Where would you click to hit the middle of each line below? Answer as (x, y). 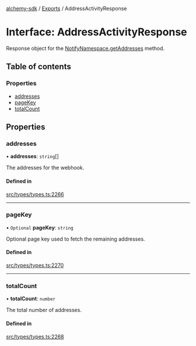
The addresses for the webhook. (45, 168)
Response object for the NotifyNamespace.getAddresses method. (85, 48)
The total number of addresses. (44, 310)
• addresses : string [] (33, 156)
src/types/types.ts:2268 (35, 337)
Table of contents (38, 67)
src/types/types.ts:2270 (35, 265)
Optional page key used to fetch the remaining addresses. (76, 239)
